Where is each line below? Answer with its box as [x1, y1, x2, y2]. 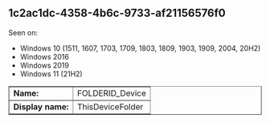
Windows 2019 [19, 60, 70, 70]
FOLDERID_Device [76, 88, 147, 99]
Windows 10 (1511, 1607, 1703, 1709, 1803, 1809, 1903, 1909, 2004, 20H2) [19, 43, 261, 53]
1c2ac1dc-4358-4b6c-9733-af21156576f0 [8, 6, 227, 20]
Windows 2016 [19, 51, 70, 61]
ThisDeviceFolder [76, 100, 144, 112]
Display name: [13, 100, 69, 112]
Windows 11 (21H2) [19, 68, 83, 79]
